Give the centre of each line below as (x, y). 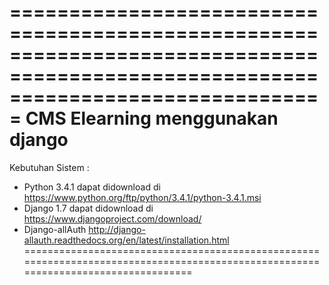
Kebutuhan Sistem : (49, 167)
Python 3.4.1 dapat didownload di (92, 187)
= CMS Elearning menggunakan (144, 118)
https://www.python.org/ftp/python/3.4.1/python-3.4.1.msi (142, 197)
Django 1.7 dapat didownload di (88, 208)
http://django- (117, 229)
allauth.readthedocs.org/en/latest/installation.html (126, 240)
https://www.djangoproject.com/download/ (112, 218)
